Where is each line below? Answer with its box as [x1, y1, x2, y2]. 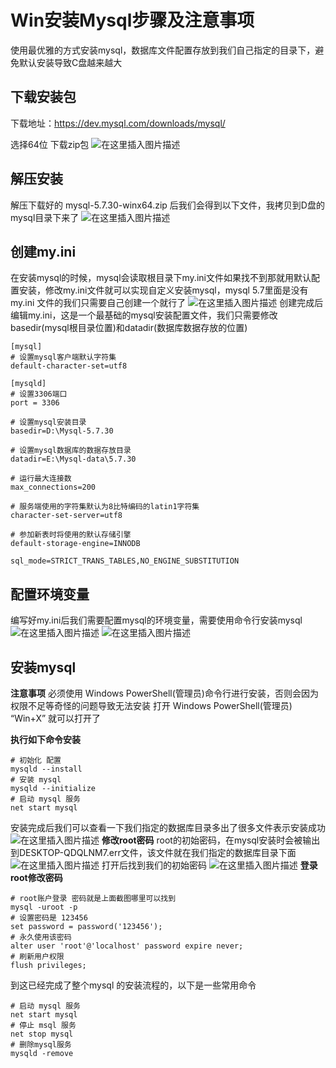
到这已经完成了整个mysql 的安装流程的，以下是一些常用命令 [10, 979, 257, 991]
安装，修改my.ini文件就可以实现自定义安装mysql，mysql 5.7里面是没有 [18, 284, 309, 296]
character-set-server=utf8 [10, 511, 123, 521]
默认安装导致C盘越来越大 [18, 56, 123, 68]
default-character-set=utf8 [10, 361, 128, 371]
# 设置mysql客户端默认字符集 [10, 352, 117, 363]
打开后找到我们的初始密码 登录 [101, 859, 318, 871]
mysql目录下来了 [10, 211, 80, 223]
